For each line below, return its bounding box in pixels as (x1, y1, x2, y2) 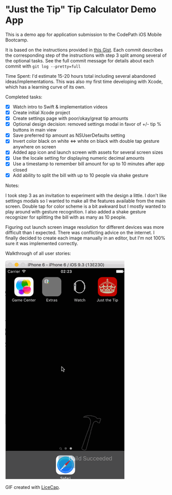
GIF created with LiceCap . (5, 484, 60, 490)
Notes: (5, 182, 19, 188)
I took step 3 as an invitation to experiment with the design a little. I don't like (5, 192, 167, 198)
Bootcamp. (5, 37, 29, 43)
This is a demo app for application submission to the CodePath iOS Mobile (5, 31, 162, 37)
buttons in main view (12, 127, 57, 133)
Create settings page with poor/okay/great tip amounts (12, 115, 128, 121)
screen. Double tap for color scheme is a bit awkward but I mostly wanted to (5, 203, 166, 209)
